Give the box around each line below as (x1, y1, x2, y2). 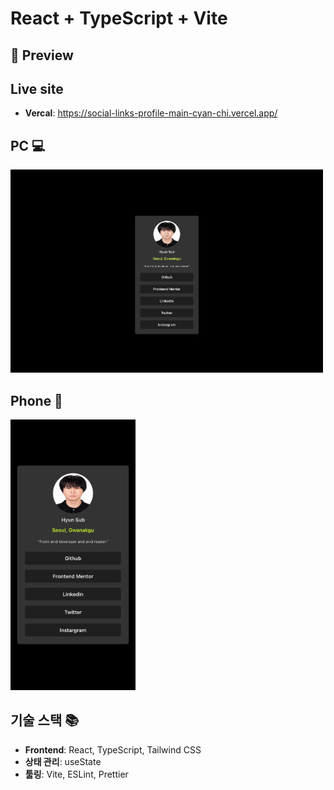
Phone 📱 (10, 392, 63, 409)
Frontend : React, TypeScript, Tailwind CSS (24, 743, 202, 756)
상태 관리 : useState (24, 755, 102, 767)
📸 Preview (10, 47, 74, 64)
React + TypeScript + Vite (10, 7, 228, 30)
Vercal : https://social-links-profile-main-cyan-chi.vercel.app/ (24, 107, 278, 119)
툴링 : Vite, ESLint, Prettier (24, 768, 129, 780)
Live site (10, 80, 64, 97)
